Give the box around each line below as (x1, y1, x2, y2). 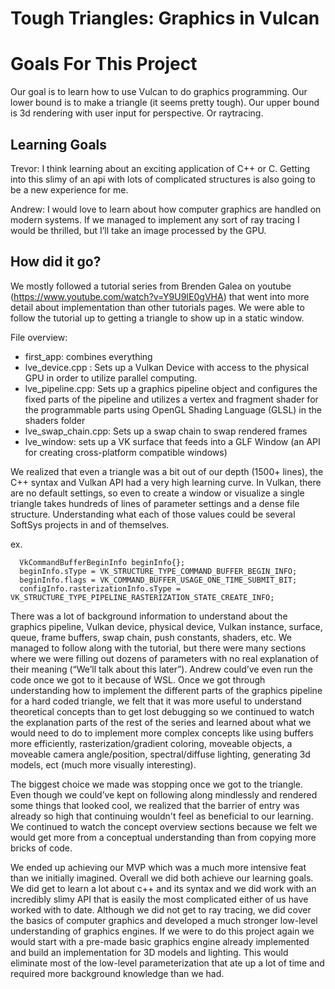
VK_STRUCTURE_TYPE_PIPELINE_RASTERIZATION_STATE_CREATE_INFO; (10, 592, 275, 602)
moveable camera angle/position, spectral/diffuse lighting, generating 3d (10, 748, 311, 760)
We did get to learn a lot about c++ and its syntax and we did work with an (10, 882, 317, 894)
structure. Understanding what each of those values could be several (10, 508, 296, 520)
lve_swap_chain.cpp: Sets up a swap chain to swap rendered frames (24, 425, 308, 437)
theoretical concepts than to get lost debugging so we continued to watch (10, 705, 315, 717)
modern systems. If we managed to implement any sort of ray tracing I (10, 213, 300, 226)
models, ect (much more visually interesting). (10, 758, 197, 771)
